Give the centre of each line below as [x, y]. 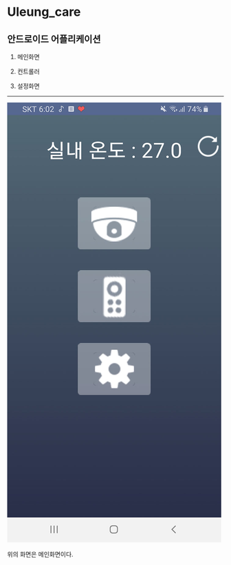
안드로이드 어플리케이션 [54, 39]
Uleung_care [44, 12]
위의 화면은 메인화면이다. [40, 554]
